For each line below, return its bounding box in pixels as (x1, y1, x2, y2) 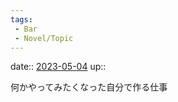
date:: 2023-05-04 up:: (10, 61, 107, 73)
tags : (10, 14, 33, 25)
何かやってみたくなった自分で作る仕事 (10, 81, 168, 93)
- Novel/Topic (14, 33, 74, 43)
